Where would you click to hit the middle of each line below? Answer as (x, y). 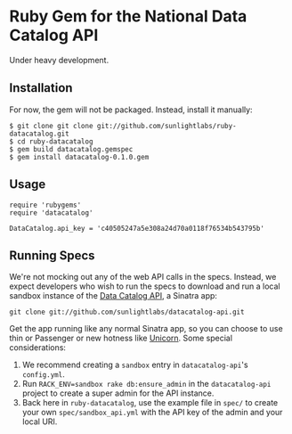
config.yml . (43, 374)
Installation (41, 88)
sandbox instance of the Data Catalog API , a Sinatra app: (114, 296)
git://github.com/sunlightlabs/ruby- (167, 126)
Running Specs (52, 255)
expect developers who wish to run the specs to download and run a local (145, 286)
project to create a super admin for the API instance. (118, 393)
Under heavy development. (59, 60)
